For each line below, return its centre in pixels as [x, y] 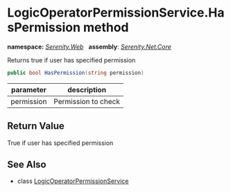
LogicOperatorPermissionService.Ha [116, 13]
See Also [27, 165]
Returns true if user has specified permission [71, 60]
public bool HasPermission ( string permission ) [76, 73]
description [86, 89]
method [106, 27]
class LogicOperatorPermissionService [73, 181]
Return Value [36, 126]
